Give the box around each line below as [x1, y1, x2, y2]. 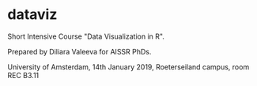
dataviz [7, 6, 58, 24]
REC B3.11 [7, 70, 40, 80]
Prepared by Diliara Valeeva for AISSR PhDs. [7, 47, 152, 56]
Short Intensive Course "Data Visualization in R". [7, 32, 165, 41]
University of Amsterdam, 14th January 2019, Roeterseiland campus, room [7, 62, 250, 72]
